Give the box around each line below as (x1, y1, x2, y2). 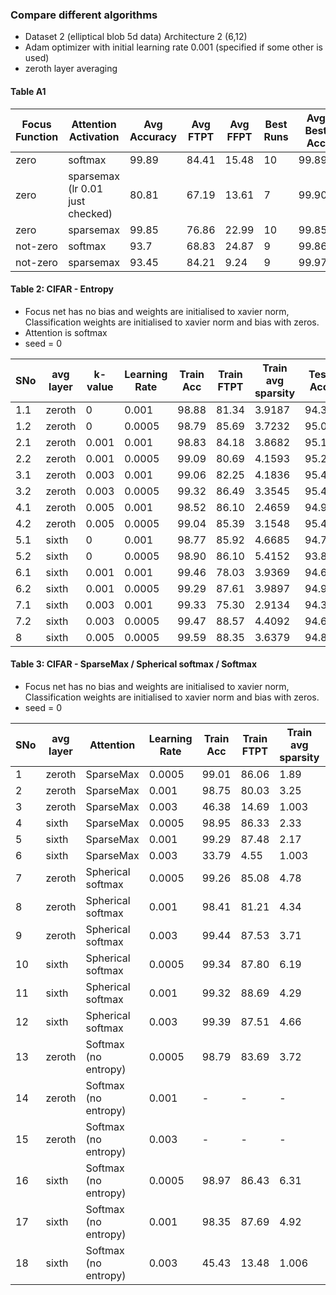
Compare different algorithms (10, 8, 158, 22)
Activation (68, 129, 120, 143)
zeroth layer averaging (24, 63, 118, 75)
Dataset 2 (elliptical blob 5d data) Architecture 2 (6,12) (24, 31, 248, 43)
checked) (68, 206, 113, 220)
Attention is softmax (24, 326, 108, 338)
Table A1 (10, 85, 47, 97)
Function (15, 129, 59, 143)
